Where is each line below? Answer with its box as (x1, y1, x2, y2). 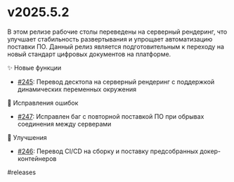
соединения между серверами (17, 119, 112, 128)
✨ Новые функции (7, 63, 62, 72)
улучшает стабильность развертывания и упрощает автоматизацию (7, 34, 213, 43)
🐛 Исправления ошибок (7, 98, 79, 107)
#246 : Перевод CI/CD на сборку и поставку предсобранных (17, 147, 199, 155)
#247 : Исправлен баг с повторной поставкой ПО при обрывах (17, 112, 204, 120)
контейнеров (17, 154, 57, 162)
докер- (200, 147, 221, 155)
